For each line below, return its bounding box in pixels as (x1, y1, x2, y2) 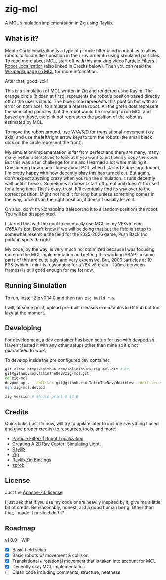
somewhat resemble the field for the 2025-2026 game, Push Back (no (5, 231, 148, 237)
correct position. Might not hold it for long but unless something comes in (5, 191, 155, 197)
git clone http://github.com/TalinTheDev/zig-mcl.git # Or (5, 367, 129, 372)
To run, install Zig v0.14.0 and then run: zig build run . (5, 295, 115, 301)
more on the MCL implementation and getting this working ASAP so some (5, 251, 155, 257)
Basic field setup (12, 547, 47, 553)
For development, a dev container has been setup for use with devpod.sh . (5, 337, 156, 343)
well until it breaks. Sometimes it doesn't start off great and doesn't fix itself (5, 180, 160, 186)
